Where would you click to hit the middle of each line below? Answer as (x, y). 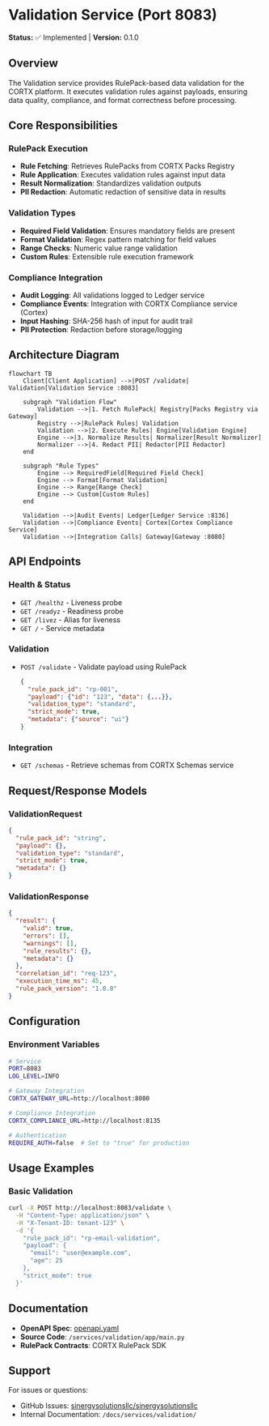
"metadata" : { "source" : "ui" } (78, 719)
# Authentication (38, 1135)
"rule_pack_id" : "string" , (61, 838)
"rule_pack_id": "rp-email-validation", (92, 1238)
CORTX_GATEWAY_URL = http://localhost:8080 (79, 1099)
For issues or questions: (48, 1390)
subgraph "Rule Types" (61, 466)
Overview (34, 64)
